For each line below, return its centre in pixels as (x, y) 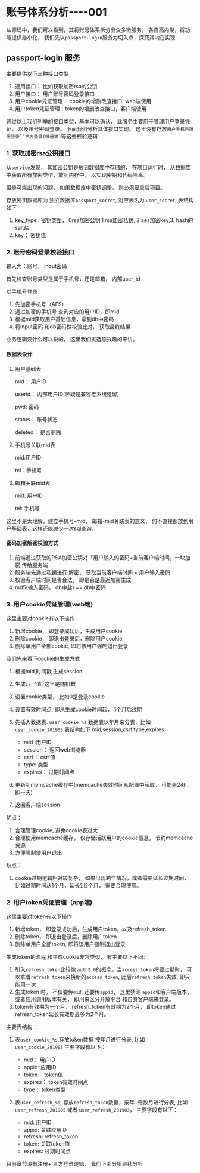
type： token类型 (45, 1089)
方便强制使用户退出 (38, 853)
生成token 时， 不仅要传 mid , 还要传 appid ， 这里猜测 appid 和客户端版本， (103, 992)
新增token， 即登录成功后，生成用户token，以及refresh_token (90, 929)
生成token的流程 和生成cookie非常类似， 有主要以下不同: (76, 957)
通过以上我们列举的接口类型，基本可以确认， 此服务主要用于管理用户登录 (96, 121)
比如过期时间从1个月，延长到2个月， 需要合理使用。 (78, 886)
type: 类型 (36, 765)
